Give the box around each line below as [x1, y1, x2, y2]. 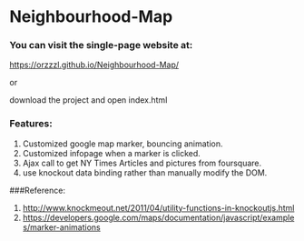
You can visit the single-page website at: [9, 39, 193, 52]
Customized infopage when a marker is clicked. [22, 147, 201, 158]
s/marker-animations [22, 221, 102, 233]
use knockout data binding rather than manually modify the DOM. [22, 166, 268, 178]
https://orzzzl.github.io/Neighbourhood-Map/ [9, 59, 180, 70]
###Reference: [9, 185, 66, 196]
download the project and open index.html [9, 95, 168, 105]
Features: [9, 117, 53, 130]
